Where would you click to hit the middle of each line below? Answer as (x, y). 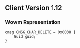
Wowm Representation (33, 22)
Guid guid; (25, 36)
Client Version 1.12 (34, 8)
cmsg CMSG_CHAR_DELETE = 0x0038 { (40, 32)
